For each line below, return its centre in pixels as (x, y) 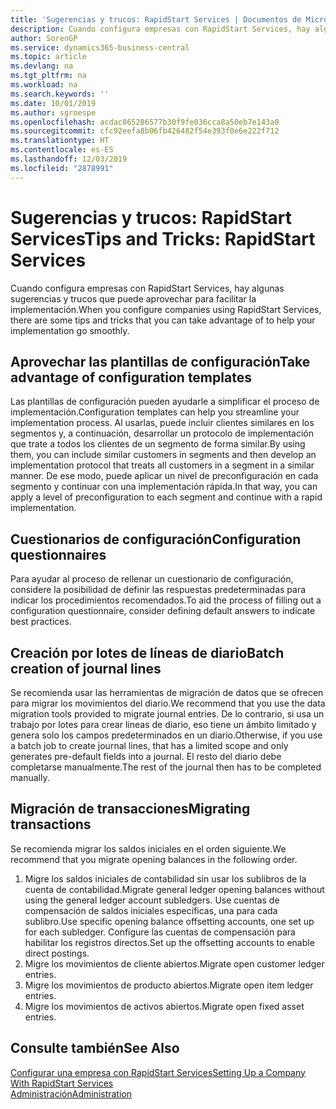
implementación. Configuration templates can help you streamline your (155, 412)
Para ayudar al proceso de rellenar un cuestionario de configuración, (152, 579)
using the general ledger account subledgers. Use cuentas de (152, 900)
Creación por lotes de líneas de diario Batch (147, 652)
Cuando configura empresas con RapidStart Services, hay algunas (147, 288)
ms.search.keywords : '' (60, 94)
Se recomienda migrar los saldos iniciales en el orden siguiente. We (148, 848)
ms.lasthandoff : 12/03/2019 (69, 159)
